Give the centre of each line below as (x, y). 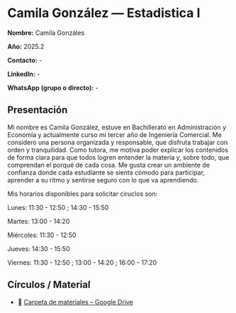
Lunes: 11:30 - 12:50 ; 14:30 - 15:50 (58, 207)
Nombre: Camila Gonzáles (46, 33)
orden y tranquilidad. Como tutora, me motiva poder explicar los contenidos (118, 150)
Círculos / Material (49, 285)
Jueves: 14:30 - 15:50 (39, 248)
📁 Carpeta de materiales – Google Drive (75, 302)
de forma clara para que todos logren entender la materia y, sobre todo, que (118, 157)
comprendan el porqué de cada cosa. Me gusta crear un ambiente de (109, 165)
